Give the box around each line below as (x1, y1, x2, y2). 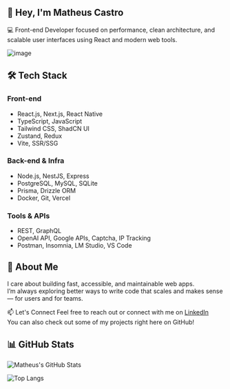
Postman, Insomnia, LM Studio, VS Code (17, 241, 132, 250)
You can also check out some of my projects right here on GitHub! (7, 318, 195, 326)
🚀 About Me (7, 261, 59, 273)
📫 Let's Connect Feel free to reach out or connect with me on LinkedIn (7, 308, 209, 316)
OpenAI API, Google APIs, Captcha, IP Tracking (17, 234, 151, 242)
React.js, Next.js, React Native (17, 110, 103, 118)
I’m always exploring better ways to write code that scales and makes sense (7, 287, 223, 295)
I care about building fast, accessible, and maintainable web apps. (7, 279, 195, 288)
